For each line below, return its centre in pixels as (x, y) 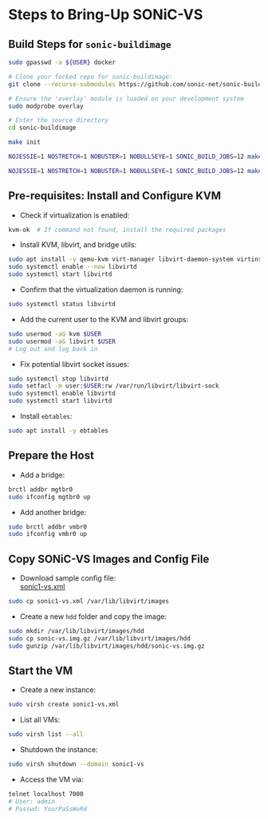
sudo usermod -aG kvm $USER (55, 334)
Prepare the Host (51, 456)
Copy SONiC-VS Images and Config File (109, 559)
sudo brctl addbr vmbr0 (48, 527)
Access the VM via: (51, 780)
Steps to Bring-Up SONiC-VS (106, 15)
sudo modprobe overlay (46, 106)
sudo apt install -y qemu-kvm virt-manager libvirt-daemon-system (121, 260)
